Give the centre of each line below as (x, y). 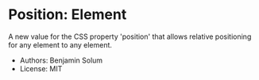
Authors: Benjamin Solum (61, 60)
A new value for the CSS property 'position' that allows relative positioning (130, 36)
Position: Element (68, 15)
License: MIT (41, 68)
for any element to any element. (60, 44)
